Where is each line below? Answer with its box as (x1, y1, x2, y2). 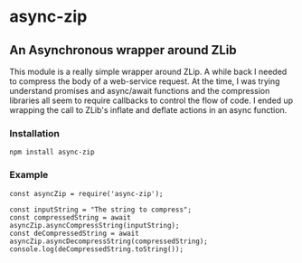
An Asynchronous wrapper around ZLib (9, 42, 237, 58)
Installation (9, 127, 61, 139)
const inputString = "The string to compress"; (9, 205, 193, 214)
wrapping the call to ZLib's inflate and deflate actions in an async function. (9, 105, 288, 115)
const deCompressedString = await (9, 229, 140, 238)
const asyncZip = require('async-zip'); (9, 189, 165, 198)
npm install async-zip (9, 147, 95, 157)
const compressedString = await (9, 212, 131, 222)
